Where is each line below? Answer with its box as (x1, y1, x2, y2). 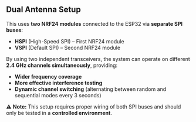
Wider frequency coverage (14, 73, 82, 80)
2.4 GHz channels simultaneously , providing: (6, 62, 118, 69)
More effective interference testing (14, 79, 103, 86)
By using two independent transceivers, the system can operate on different (6, 55, 190, 62)
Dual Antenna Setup (6, 5, 81, 15)
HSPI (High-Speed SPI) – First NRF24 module (14, 38, 124, 45)
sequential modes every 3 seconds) (14, 91, 102, 99)
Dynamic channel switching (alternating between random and (14, 85, 167, 93)
